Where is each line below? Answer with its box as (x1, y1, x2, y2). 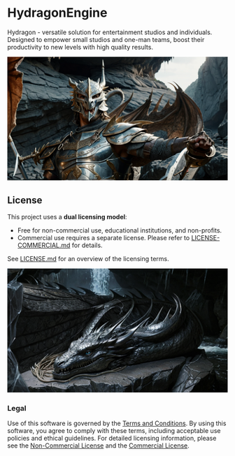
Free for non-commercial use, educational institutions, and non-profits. (17, 226, 222, 235)
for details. (71, 241, 103, 249)
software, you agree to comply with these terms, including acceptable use (7, 427, 221, 435)
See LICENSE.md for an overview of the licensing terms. (7, 255, 169, 263)
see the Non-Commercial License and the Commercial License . (7, 441, 190, 450)
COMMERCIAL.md (17, 241, 71, 249)
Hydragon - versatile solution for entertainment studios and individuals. (7, 28, 213, 36)
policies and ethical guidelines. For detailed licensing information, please (7, 434, 217, 443)
